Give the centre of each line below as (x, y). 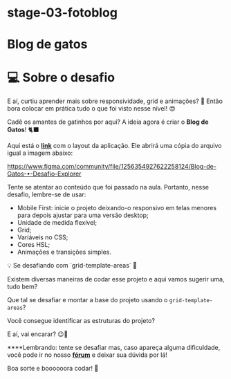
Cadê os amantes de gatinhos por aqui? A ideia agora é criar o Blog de (108, 122)
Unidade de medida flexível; (57, 223)
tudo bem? (22, 287)
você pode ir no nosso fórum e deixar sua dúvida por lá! (87, 355)
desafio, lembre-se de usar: (47, 194)
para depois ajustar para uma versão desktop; (83, 215)
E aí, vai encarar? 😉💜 (38, 334)
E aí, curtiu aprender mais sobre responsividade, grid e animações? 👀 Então (115, 101)
